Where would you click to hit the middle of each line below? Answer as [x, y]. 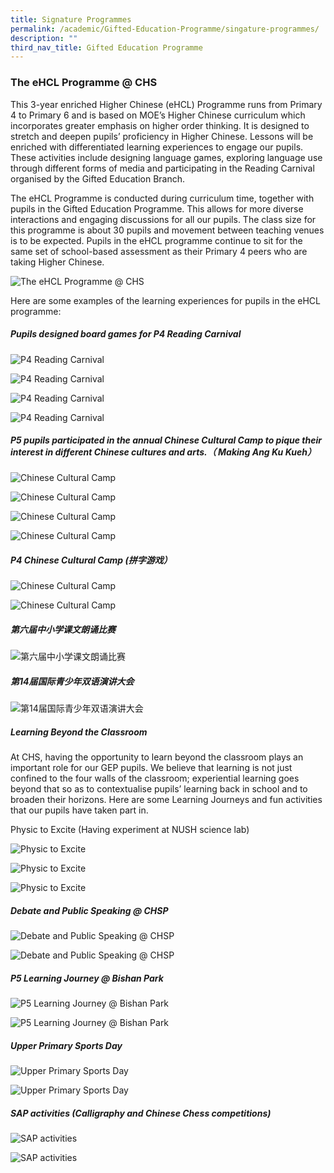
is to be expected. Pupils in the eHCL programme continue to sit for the [156, 240]
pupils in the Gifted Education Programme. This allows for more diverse [157, 208]
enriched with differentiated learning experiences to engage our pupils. [157, 147]
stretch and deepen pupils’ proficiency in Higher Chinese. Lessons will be [162, 136]
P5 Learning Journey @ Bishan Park [87, 978]
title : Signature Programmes [71, 19]
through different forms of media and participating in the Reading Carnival [162, 168]
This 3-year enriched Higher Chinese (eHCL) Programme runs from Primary [166, 104]
